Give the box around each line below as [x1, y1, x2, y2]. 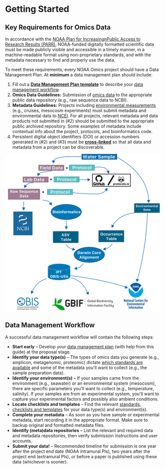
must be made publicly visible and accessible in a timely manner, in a [5, 47, 145, 52]
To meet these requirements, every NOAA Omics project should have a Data [5, 67, 159, 72]
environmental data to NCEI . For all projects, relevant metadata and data [12, 113, 158, 119]
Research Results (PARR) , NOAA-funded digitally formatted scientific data [5, 41, 155, 47]
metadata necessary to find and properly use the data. [5, 57, 115, 63]
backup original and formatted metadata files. [12, 422, 105, 428]
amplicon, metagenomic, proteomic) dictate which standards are [12, 359, 143, 365]
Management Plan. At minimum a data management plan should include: [5, 72, 153, 77]
